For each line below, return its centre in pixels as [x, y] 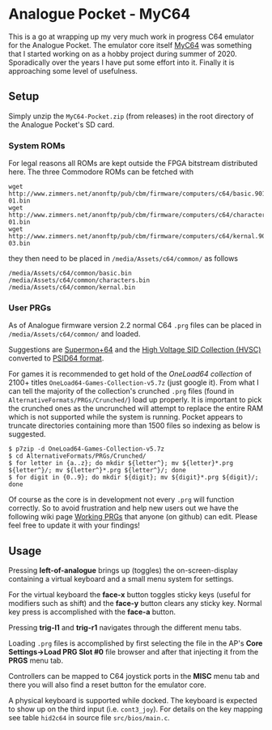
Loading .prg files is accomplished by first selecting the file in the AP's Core [136, 643]
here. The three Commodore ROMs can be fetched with [101, 172]
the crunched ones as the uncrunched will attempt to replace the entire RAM [136, 408]
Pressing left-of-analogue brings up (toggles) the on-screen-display [123, 570]
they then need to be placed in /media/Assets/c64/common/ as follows [123, 258]
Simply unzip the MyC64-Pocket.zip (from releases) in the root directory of [131, 116]
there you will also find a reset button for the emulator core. [107, 685]
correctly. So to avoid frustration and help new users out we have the [123, 508]
